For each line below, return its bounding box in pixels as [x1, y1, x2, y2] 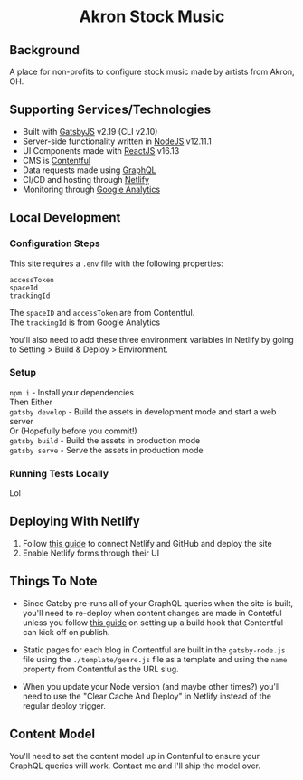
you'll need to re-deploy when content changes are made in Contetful [22, 607, 282, 618]
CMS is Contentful [22, 155, 91, 166]
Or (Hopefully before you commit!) [9, 425, 137, 436]
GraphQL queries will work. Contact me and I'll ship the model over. [9, 760, 260, 771]
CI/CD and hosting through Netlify [22, 174, 150, 185]
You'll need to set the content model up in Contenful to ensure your [9, 750, 260, 761]
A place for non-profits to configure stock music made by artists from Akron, [9, 66, 296, 77]
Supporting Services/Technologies [9, 102, 212, 118]
